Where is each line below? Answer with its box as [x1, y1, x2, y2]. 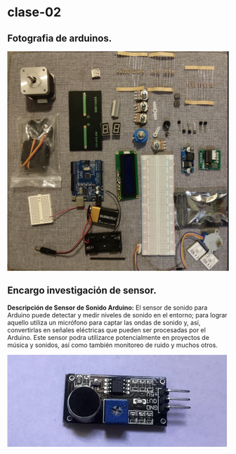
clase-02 [7, 4, 62, 20]
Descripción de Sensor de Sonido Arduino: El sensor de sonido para [7, 303, 208, 312]
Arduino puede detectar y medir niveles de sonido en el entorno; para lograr [7, 310, 228, 319]
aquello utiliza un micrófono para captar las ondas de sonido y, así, [7, 318, 201, 327]
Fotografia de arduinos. [7, 32, 112, 44]
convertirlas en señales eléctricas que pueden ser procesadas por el [7, 325, 206, 334]
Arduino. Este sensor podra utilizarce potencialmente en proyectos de [7, 333, 209, 341]
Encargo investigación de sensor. [7, 284, 157, 296]
